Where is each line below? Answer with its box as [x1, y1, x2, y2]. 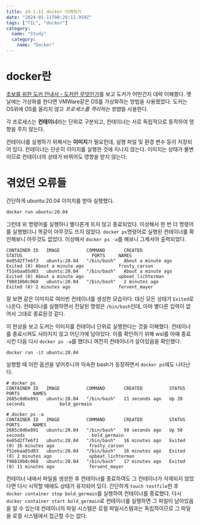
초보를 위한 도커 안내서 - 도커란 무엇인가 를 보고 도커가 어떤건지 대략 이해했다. [6, 90, 185, 97]
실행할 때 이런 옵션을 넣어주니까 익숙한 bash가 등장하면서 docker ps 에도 [6, 360, 175, 367]
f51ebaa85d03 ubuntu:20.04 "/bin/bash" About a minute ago [6, 268, 172, 274]
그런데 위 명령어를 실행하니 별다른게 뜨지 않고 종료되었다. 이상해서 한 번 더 [6, 220, 178, 227]
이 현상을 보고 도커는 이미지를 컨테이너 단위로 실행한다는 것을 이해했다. [6, 323, 170, 330]
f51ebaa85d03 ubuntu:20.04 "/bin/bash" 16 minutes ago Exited [6, 448, 186, 454]
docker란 [6, 70, 52, 84]
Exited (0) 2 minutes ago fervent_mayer [6, 284, 153, 290]
